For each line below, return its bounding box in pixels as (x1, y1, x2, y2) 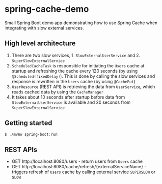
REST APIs (4, 145, 38, 153)
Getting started (4, 119, 53, 127)
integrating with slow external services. (4, 25, 84, 31)
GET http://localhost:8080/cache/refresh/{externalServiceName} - (11, 164, 147, 170)
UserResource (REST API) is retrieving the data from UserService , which (11, 84, 155, 90)
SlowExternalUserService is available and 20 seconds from (11, 99, 131, 105)
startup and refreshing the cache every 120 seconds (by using (11, 68, 138, 74)
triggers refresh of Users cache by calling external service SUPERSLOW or (11, 169, 156, 175)
